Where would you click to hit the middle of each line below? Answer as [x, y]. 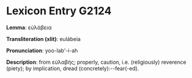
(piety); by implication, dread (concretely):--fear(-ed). [73, 68]
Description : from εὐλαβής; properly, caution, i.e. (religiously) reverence [96, 62]
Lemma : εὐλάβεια [29, 27]
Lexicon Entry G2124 [59, 11]
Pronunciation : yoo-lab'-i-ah [42, 50]
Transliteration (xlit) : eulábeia [43, 39]
